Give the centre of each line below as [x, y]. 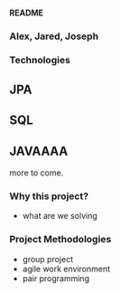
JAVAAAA [39, 151]
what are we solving [60, 216]
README [26, 13]
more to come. [37, 173]
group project [48, 259]
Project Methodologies [60, 240]
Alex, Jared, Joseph [54, 36]
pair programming [56, 278]
